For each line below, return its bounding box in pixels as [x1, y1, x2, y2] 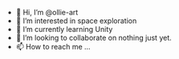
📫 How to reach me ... [15, 42, 91, 51]
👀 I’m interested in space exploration [15, 16, 137, 26]
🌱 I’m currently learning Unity [15, 25, 113, 33]
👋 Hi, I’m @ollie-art [15, 8, 79, 17]
